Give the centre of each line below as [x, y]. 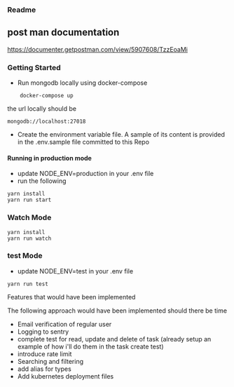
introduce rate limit [44, 354]
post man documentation [63, 33]
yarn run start [29, 200]
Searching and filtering [50, 361]
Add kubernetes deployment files [66, 376]
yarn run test [28, 284]
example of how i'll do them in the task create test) [90, 346]
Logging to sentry [43, 332]
